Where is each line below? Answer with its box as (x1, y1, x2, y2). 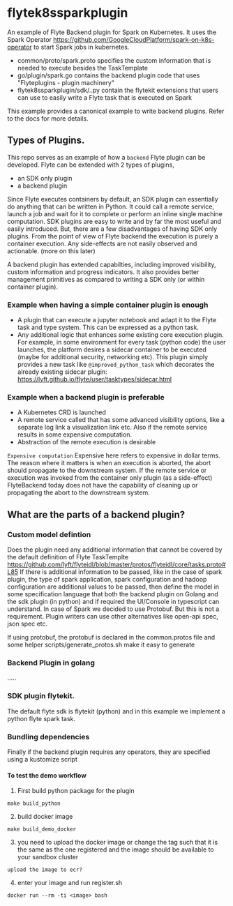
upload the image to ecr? (7, 866, 82, 873)
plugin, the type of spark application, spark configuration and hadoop (7, 575, 207, 584)
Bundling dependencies (7, 732, 90, 741)
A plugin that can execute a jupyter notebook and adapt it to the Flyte (17, 316, 217, 324)
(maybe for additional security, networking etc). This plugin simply (17, 353, 208, 361)
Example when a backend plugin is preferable (7, 392, 165, 402)
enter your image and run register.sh (17, 879, 123, 887)
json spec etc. (7, 619, 48, 628)
